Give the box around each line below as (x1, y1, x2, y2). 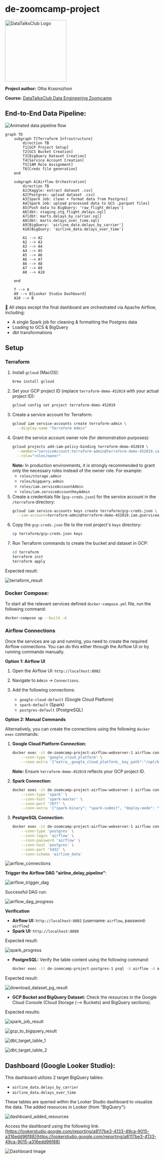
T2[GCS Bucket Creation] (23, 149, 73, 154)
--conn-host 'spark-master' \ (21, 796, 83, 802)
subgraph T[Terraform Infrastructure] (14, 136, 93, 141)
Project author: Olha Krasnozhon (5, 85, 72, 92)
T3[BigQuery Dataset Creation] (23, 154, 87, 158)
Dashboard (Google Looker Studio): (5, 1062, 116, 1070)
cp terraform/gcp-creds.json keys (12, 532, 83, 536)
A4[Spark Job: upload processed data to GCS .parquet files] (23, 201, 150, 206)
